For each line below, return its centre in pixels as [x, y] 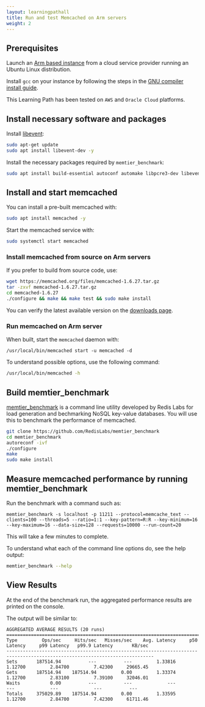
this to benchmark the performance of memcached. [71, 420]
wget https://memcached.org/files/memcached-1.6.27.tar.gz [83, 282]
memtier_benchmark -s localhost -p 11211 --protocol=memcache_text [94, 515]
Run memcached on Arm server [54, 326]
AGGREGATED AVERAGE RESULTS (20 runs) [56, 629]
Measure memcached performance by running [97, 479]
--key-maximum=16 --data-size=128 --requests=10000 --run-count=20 [94, 525]
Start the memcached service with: [50, 230]
